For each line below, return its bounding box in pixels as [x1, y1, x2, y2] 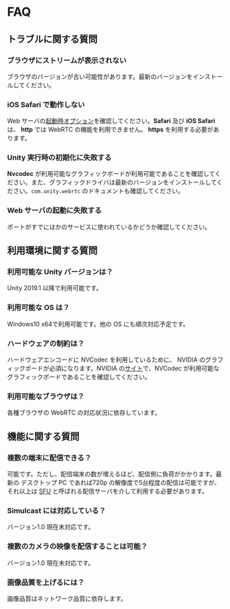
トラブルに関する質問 [7, 33, 97, 45]
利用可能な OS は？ [7, 303, 70, 313]
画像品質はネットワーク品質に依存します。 [7, 594, 127, 602]
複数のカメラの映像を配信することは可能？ [7, 542, 148, 551]
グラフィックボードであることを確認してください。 [7, 373, 151, 381]
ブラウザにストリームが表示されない [7, 56, 127, 65]
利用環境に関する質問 [7, 245, 97, 256]
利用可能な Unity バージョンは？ [7, 267, 113, 277]
